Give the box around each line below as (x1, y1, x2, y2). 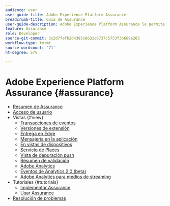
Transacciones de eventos (20, 120, 76, 126)
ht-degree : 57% (5, 50, 38, 55)
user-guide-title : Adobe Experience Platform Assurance (5, 12, 126, 17)
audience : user (5, 7, 38, 13)
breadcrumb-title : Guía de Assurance (5, 17, 86, 22)
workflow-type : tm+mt (5, 41, 51, 46)
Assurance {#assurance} (5, 87, 114, 98)
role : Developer (5, 31, 40, 36)
